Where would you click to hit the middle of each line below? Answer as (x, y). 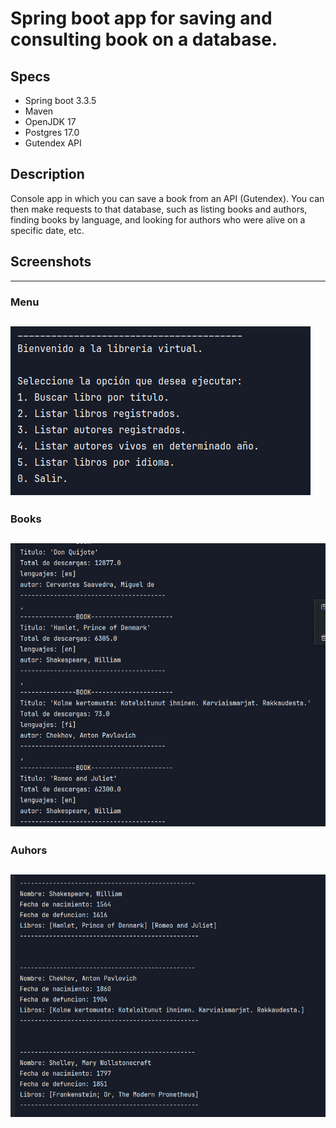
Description (47, 174)
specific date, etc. (47, 230)
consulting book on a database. (144, 39)
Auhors (29, 850)
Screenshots (51, 262)
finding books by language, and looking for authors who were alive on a (158, 219)
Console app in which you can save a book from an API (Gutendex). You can (167, 198)
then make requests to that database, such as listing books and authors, (159, 209)
